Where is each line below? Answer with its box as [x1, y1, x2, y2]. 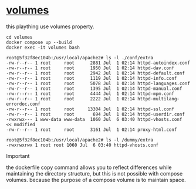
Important [6, 152, 30, 159]
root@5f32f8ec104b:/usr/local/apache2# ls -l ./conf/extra [6, 55, 154, 60]
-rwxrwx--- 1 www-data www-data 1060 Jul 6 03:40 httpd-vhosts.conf [6, 116, 183, 122]
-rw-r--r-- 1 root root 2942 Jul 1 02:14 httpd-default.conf [6, 70, 185, 76]
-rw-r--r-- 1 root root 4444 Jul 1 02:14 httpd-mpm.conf [6, 90, 175, 97]
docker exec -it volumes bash [6, 45, 80, 50]
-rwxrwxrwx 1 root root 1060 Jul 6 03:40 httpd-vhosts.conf [6, 142, 159, 148]
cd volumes [6, 34, 33, 40]
